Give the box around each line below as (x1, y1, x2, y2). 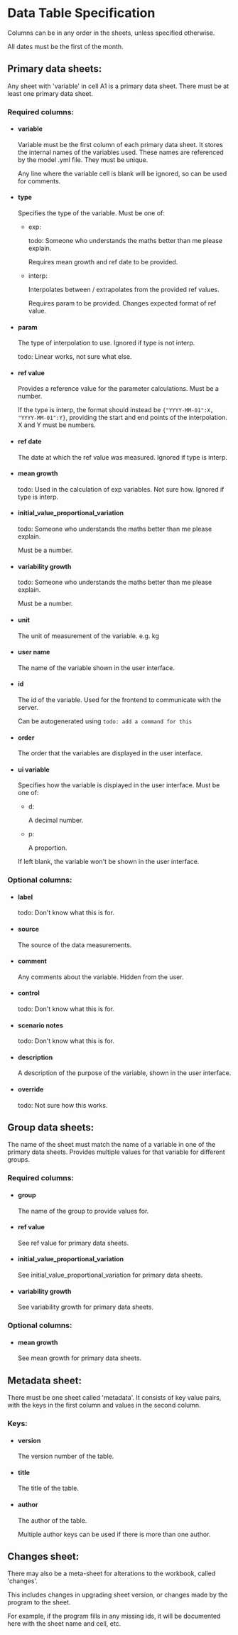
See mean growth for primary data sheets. (17, 1354, 142, 1362)
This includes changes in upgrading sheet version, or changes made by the (7, 1590, 228, 1599)
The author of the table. (17, 1516, 87, 1525)
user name (17, 648, 50, 657)
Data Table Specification (7, 5, 156, 21)
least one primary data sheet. (7, 89, 94, 97)
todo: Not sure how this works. (17, 1101, 108, 1109)
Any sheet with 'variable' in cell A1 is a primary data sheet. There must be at (7, 82, 229, 90)
